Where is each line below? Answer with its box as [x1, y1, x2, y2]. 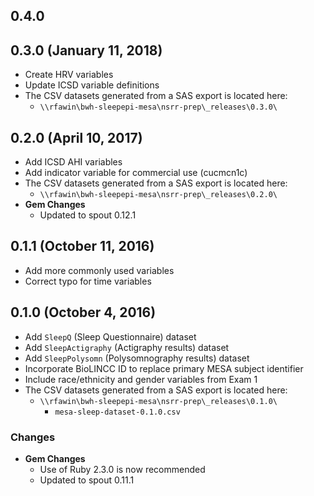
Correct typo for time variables [24, 275, 152, 287]
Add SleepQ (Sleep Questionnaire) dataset [24, 330, 197, 343]
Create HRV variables [24, 69, 114, 81]
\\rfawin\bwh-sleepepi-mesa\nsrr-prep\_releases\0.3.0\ [39, 102, 278, 113]
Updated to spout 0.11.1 [39, 474, 135, 486]
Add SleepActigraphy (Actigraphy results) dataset [24, 341, 230, 353]
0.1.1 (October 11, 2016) [10, 238, 155, 255]
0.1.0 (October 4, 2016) [10, 304, 157, 321]
